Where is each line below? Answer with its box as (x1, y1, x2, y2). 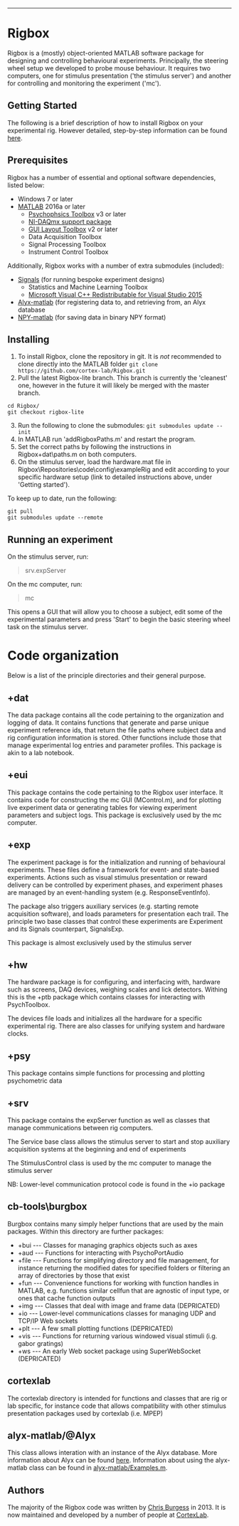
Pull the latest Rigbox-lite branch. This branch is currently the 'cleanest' (17, 374, 228, 382)
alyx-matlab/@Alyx (7, 1430, 96, 1442)
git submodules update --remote (7, 514, 103, 522)
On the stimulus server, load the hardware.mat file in (17, 458, 171, 466)
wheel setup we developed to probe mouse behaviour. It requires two (7, 63, 211, 72)
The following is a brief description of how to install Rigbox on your (7, 118, 204, 127)
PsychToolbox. (7, 1001, 51, 1009)
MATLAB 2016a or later (17, 202, 85, 211)
